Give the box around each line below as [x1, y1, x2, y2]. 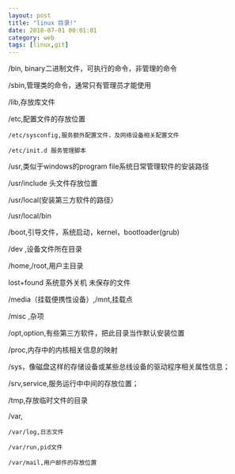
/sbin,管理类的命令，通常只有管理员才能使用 [8, 81, 152, 90]
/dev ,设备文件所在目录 [8, 245, 83, 254]
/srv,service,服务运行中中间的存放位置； [8, 379, 139, 389]
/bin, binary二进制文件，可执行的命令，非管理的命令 [8, 64, 177, 74]
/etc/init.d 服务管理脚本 [8, 147, 87, 155]
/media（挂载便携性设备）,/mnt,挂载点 [8, 294, 133, 305]
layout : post [8, 11, 51, 20]
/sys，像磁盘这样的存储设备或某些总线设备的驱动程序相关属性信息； [8, 362, 230, 372]
